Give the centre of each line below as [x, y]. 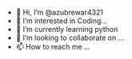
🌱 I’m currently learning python [67, 29]
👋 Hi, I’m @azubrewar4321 [60, 12]
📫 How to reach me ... [53, 47]
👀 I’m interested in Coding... [62, 21]
